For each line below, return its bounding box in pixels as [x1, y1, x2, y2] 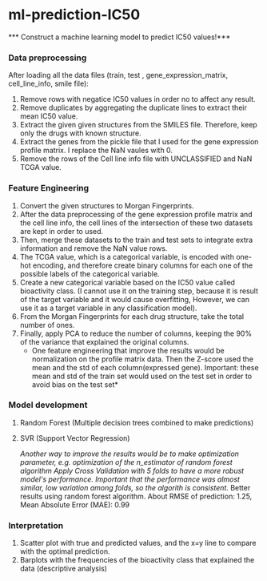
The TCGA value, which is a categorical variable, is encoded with [19, 252, 234, 261]
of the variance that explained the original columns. [19, 337, 189, 346]
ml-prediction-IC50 [8, 6, 141, 24]
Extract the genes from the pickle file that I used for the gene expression [19, 137, 259, 147]
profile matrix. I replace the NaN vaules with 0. [19, 146, 173, 155]
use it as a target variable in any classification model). [19, 303, 197, 313]
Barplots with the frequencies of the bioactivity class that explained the [19, 555, 255, 565]
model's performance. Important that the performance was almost [19, 474, 240, 484]
